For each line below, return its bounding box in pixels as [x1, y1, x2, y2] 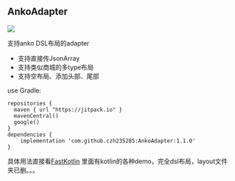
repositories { [7, 100, 53, 107]
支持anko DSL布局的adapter [7, 38, 90, 47]
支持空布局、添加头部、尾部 [17, 71, 100, 81]
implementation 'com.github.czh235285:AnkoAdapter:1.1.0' [20, 137, 196, 145]
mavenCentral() [14, 112, 59, 120]
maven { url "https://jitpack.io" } [14, 106, 122, 113]
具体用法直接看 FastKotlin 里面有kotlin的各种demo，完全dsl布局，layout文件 [7, 157, 228, 165]
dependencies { [7, 131, 53, 138]
